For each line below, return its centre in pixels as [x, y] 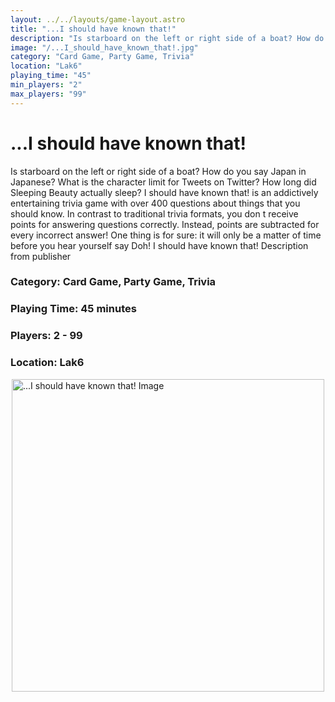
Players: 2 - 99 [46, 336]
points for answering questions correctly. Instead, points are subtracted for [165, 224]
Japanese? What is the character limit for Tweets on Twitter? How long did [163, 182]
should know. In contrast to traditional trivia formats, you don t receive [154, 213]
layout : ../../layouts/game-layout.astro [98, 19]
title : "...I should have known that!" [93, 29]
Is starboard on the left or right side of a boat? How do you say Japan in [158, 171]
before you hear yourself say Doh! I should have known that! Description [159, 245]
